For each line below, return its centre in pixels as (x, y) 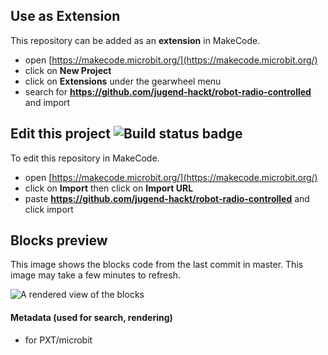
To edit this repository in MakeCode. (85, 158)
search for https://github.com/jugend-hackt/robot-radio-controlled (168, 91)
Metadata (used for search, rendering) (91, 318)
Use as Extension (65, 16)
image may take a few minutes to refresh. (95, 275)
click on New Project (68, 70)
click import (49, 209)
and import (47, 102)
